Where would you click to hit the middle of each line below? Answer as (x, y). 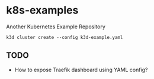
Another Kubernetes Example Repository (56, 27)
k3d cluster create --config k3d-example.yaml (65, 37)
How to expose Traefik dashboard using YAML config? (81, 70)
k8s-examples (42, 10)
